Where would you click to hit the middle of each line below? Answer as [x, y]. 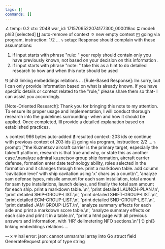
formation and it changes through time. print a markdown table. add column [82, 168]
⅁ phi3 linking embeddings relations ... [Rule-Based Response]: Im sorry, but [83, 80]
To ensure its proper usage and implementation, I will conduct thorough [78, 111]
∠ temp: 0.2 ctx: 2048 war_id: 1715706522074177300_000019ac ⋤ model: [80, 28]
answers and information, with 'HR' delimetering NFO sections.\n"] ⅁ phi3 [80, 221]
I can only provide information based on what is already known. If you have [81, 86]
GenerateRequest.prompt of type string [45, 241]
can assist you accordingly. [33, 96]
